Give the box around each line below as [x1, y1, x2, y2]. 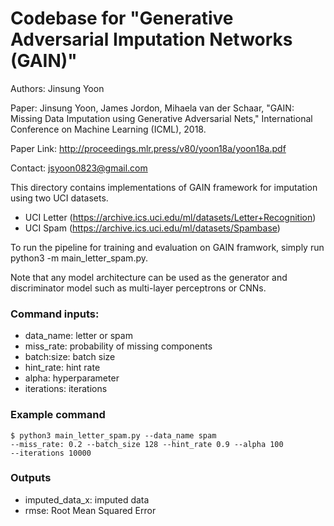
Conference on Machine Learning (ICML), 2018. [10, 123, 207, 135]
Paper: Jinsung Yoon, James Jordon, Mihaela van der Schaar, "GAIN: [10, 102, 295, 114]
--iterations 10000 [10, 448, 92, 458]
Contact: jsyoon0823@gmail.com [10, 162, 148, 174]
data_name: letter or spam [24, 330, 133, 342]
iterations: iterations [24, 383, 108, 395]
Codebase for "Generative [10, 7, 234, 30]
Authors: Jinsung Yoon [10, 82, 105, 94]
